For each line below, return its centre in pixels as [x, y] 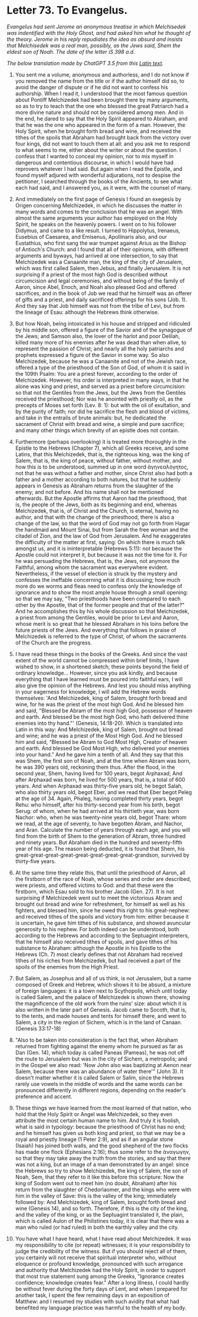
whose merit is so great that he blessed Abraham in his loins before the [102, 623]
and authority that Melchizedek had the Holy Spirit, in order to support [100, 1270]
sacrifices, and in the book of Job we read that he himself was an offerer [103, 293]
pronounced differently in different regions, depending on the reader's [100, 1090]
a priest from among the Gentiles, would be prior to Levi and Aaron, [97, 617]
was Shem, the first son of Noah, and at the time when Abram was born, [103, 760]
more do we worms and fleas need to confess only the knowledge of [99, 586]
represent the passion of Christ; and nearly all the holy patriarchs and [100, 349]
